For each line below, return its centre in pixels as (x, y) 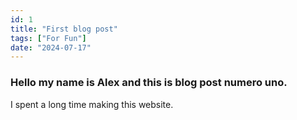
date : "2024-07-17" (51, 47)
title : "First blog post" (64, 29)
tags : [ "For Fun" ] (48, 38)
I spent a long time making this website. (92, 104)
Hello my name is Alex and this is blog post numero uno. (149, 83)
